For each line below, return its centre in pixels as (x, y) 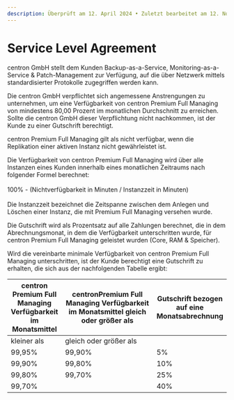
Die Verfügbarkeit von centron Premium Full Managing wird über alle (106, 160)
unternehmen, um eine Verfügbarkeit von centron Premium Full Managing (112, 103)
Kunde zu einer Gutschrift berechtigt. (60, 125)
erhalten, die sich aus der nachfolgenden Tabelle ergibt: (87, 268)
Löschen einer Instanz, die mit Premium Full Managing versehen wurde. (110, 211)
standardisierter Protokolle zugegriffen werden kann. (83, 82)
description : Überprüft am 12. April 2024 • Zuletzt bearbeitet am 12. (113, 14)
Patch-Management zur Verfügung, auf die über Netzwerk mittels (130, 75)
